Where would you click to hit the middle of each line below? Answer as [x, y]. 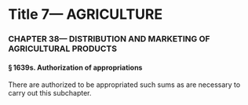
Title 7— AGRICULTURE [86, 14]
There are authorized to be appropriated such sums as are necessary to [124, 85]
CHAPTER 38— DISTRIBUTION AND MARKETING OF [109, 39]
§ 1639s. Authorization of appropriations [75, 67]
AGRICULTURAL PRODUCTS [63, 49]
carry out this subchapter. [50, 93]
